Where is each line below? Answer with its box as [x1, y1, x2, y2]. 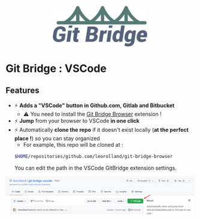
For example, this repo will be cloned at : [23, 141, 123, 148]
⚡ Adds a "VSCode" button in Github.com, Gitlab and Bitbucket [14, 102, 175, 109]
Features [5, 86, 40, 96]
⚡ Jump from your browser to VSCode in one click [14, 117, 140, 124]
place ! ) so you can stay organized [14, 135, 100, 142]
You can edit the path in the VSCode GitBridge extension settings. [14, 164, 177, 171]
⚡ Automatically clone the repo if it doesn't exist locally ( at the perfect [14, 126, 189, 133]
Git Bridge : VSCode [5, 62, 107, 75]
